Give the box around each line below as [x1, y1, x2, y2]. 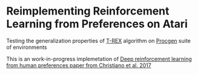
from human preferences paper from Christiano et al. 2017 [6, 62, 151, 69]
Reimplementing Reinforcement [6, 4, 170, 18]
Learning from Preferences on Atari [6, 17, 188, 31]
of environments [6, 44, 47, 51]
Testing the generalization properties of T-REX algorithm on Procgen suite [6, 37, 191, 44]
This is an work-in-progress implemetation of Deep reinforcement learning [6, 55, 192, 62]
